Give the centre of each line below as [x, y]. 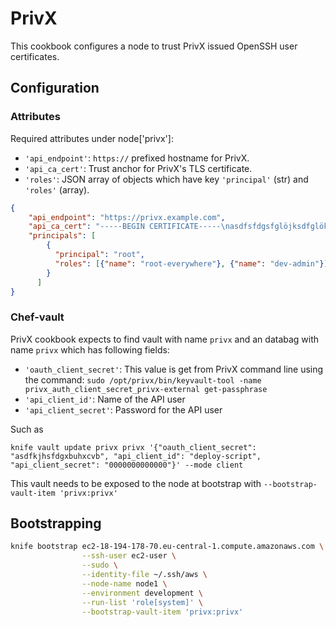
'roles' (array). [57, 189]
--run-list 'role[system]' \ [142, 602]
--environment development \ [142, 593]
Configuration [55, 88]
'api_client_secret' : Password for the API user [123, 409]
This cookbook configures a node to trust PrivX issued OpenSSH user [154, 46]
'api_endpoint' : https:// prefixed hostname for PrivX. [137, 158]
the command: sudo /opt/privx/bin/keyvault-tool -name [143, 379]
